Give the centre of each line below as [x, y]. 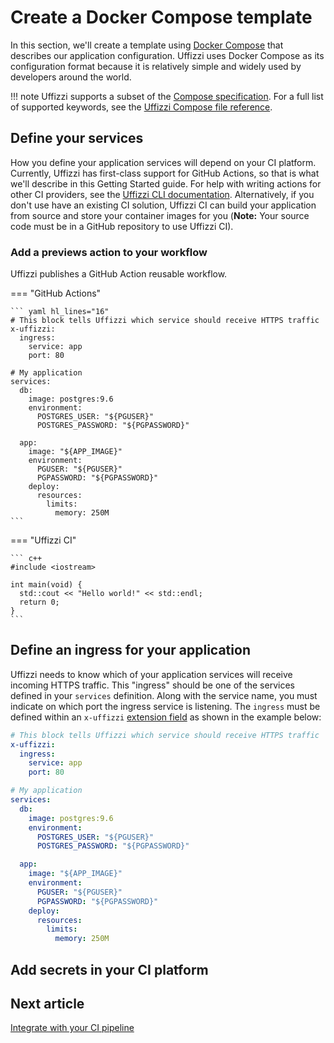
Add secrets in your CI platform [109, 969]
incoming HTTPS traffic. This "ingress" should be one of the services [152, 685]
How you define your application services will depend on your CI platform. [163, 162]
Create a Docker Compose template [161, 17]
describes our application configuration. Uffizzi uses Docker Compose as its [167, 55]
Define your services [77, 138]
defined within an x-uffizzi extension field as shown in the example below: [166, 717]
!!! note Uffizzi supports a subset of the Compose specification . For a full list [167, 96]
